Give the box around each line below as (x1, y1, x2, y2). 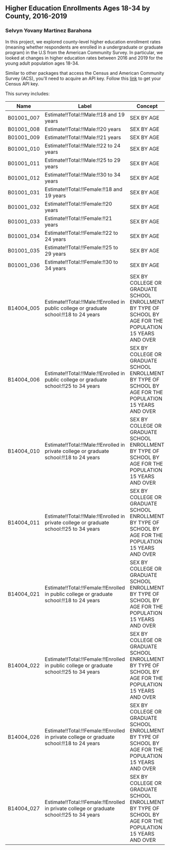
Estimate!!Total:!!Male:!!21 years (45, 134, 121, 141)
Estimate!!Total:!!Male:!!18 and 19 (45, 111, 125, 118)
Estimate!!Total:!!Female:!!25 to (45, 244, 118, 251)
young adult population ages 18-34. (5, 60, 79, 66)
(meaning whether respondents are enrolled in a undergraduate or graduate (5, 44, 163, 50)
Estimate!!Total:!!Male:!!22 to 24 (45, 142, 120, 149)
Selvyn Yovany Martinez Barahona (5, 27, 92, 34)
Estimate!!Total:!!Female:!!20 (45, 200, 112, 207)
